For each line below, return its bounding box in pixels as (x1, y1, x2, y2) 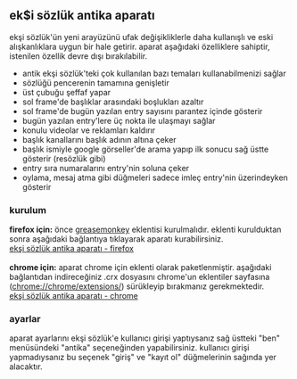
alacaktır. (9, 361, 43, 372)
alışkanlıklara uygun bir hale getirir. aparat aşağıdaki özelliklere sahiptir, (9, 41, 270, 52)
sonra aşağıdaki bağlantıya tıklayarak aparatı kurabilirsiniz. (9, 234, 224, 244)
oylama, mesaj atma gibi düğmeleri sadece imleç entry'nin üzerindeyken (21, 172, 288, 183)
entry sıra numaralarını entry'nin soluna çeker (21, 162, 190, 173)
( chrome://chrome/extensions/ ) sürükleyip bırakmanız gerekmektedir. (9, 281, 265, 292)
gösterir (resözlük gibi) (21, 152, 106, 164)
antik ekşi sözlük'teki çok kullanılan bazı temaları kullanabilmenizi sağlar (21, 68, 287, 78)
